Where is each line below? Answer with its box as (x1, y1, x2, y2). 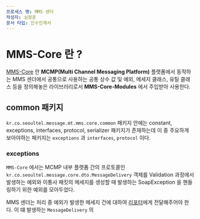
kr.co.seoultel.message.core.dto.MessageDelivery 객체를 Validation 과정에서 (6, 171, 195, 178)
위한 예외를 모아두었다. (21, 186, 75, 193)
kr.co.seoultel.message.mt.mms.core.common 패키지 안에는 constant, (6, 119, 173, 127)
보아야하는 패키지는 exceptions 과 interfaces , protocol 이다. (6, 134, 151, 141)
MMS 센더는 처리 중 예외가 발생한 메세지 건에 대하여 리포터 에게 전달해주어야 (6, 199, 183, 206)
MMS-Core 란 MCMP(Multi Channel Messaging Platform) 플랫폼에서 (6, 68, 176, 75)
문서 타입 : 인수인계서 (6, 20, 51, 26)
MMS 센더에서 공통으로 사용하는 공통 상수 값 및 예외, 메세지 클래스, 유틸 (12, 76, 180, 83)
